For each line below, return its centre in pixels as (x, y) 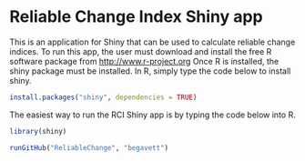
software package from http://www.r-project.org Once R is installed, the (144, 61)
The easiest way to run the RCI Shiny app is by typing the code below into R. (152, 115)
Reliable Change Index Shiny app (136, 17)
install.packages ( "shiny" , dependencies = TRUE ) (103, 97)
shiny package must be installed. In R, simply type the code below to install (150, 71)
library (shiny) (38, 131)
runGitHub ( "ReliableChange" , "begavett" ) (89, 147)
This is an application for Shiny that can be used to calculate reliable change (152, 42)
